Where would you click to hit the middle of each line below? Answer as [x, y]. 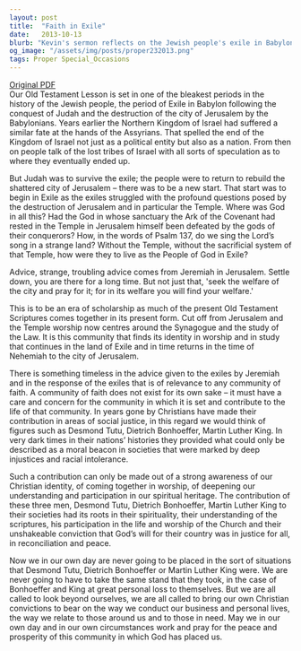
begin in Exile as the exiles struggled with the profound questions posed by [148, 197]
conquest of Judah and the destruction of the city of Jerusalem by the [139, 113]
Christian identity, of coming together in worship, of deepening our [132, 486]
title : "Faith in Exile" [57, 26]
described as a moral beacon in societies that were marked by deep [134, 450]
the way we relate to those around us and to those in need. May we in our [145, 618]
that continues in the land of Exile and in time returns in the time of [132, 347]
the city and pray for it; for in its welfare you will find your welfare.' [131, 291]
